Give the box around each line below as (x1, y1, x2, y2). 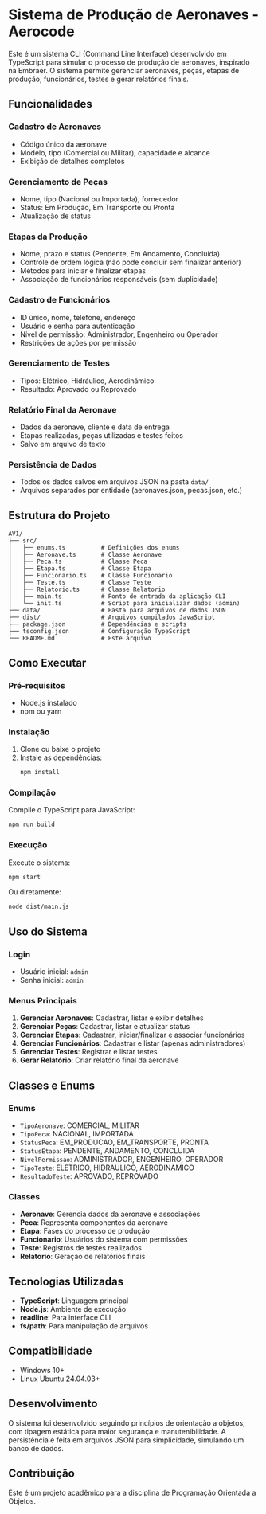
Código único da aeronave (19, 139, 108, 149)
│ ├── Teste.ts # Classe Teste (8, 579, 151, 587)
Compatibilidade (8, 1344, 93, 1358)
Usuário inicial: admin (19, 966, 89, 976)
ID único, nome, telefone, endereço (19, 312, 136, 322)
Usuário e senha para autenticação (19, 321, 135, 331)
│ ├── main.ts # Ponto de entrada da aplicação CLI (8, 593, 226, 601)
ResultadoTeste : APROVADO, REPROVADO (19, 1171, 159, 1180)
